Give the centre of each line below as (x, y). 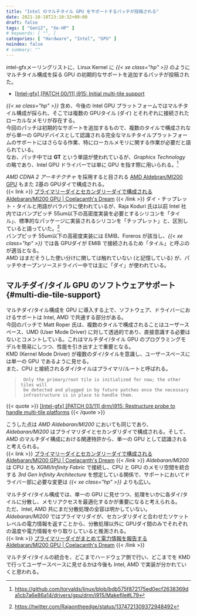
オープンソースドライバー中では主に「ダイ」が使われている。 (96, 265)
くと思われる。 (24, 571)
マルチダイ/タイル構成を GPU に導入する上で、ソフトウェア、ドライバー (93, 310)
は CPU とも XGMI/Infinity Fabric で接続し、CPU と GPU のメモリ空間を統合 (98, 467)
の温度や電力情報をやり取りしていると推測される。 (68, 531)
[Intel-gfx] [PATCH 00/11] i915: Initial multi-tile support (79, 93)
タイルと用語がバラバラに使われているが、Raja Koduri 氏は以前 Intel (98, 207)
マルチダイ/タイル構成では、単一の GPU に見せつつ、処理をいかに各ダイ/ (94, 494)
